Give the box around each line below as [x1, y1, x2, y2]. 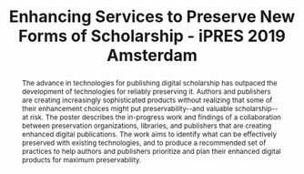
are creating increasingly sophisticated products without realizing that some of [21, 95, 273, 105]
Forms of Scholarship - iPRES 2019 [18, 26, 286, 46]
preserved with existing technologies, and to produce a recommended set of [21, 138, 267, 148]
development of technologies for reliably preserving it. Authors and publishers [21, 87, 271, 97]
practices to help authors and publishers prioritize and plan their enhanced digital [21, 146, 281, 156]
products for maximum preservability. [21, 155, 142, 165]
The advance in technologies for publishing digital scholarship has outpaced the [21, 77, 278, 87]
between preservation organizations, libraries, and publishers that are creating [21, 120, 272, 130]
